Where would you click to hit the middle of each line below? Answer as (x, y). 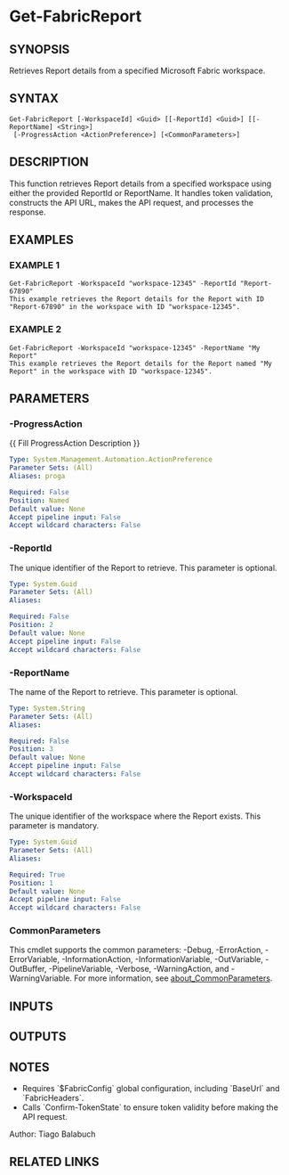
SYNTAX (34, 98)
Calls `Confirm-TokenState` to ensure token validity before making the (150, 1107)
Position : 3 (31, 749)
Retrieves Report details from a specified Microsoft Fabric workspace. (137, 70)
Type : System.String (48, 708)
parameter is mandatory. (54, 826)
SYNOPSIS (40, 49)
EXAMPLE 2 (36, 330)
